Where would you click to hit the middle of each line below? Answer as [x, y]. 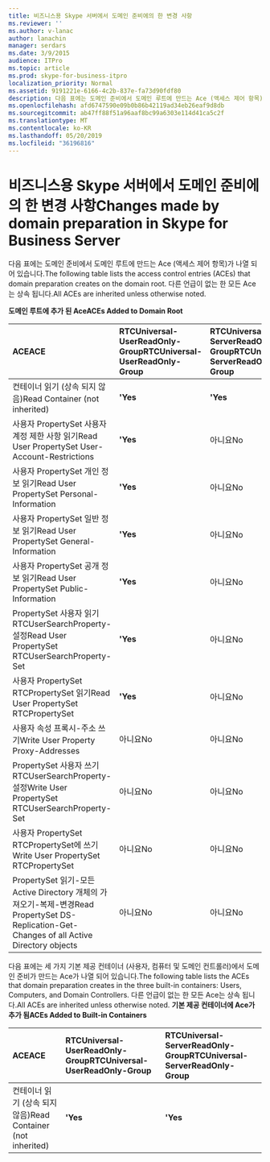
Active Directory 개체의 [55, 893]
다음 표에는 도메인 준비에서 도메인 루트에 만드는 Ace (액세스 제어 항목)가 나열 [129, 264]
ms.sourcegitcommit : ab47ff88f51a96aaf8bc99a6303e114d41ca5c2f [117, 114]
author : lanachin [37, 38]
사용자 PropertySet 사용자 [59, 424]
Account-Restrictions [53, 457]
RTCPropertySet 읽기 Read [61, 693]
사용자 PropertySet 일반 [56, 519]
